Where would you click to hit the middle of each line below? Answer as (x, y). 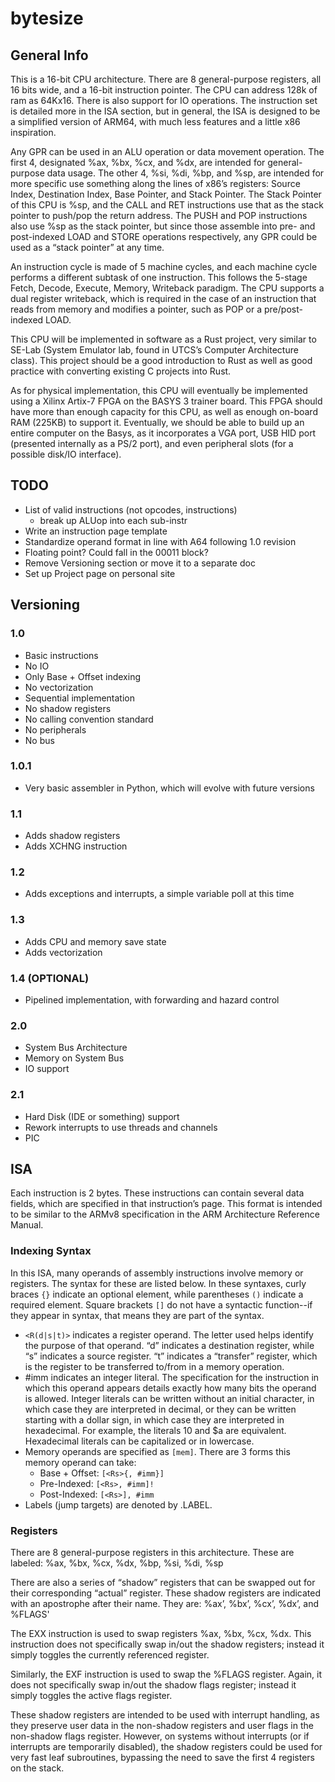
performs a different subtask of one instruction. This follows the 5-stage (159, 277)
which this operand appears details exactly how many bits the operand (170, 1388)
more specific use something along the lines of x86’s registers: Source (155, 183)
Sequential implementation (80, 698)
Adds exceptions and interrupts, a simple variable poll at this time (159, 894)
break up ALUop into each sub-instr (113, 520)
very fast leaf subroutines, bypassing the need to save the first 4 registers (162, 1757)
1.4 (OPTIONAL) (50, 978)
